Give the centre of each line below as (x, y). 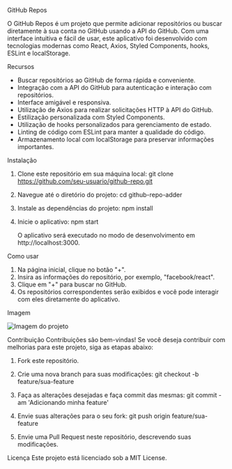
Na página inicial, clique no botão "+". (71, 270)
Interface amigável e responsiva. (64, 102)
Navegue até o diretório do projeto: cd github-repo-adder (100, 195)
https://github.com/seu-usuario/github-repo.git (85, 181)
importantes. (36, 147)
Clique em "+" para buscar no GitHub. (72, 284)
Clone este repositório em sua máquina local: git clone (95, 174)
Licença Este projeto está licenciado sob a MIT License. (87, 458)
